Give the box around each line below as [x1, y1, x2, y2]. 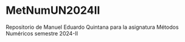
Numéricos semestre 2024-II [5, 29, 79, 37]
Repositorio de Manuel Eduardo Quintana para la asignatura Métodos [5, 23, 179, 31]
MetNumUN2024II [5, 4, 100, 17]
